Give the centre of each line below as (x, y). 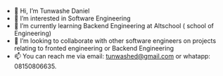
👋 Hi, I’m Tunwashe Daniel (52, 11)
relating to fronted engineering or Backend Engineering (94, 48)
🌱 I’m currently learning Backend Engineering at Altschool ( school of (114, 26)
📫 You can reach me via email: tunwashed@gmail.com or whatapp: (112, 56)
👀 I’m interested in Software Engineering (72, 18)
